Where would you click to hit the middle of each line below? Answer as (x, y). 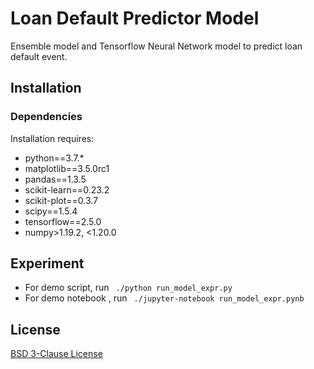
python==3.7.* (54, 158)
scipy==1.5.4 (51, 211)
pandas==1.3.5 (55, 179)
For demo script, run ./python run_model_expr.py (128, 288)
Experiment (47, 263)
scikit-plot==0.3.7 (61, 200)
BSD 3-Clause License (56, 354)
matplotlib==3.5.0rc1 (67, 168)
